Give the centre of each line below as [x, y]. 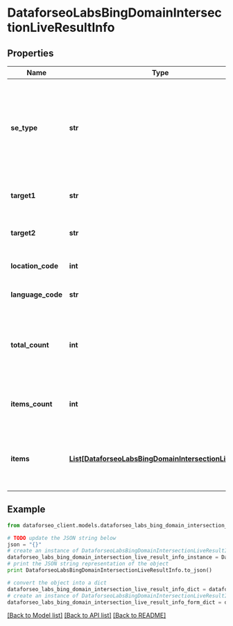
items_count [32, 404]
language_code [37, 295]
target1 [23, 196]
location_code [35, 266]
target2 [23, 233]
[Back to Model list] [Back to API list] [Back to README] [87, 616]
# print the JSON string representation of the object [88, 564]
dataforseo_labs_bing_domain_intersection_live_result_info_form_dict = [114, 602]
